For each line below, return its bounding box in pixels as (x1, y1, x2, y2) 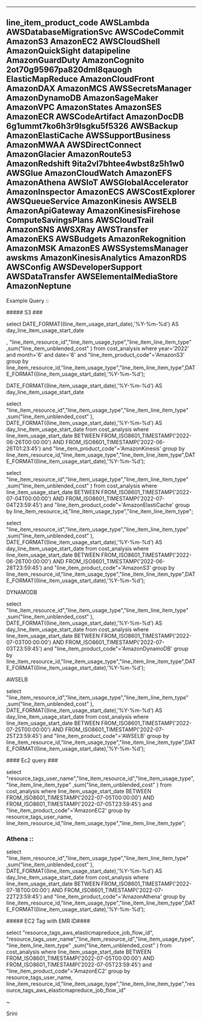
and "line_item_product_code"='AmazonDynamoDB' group (43, 645, 189, 652)
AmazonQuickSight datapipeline (6, 46, 130, 56)
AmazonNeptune (6, 281, 72, 291)
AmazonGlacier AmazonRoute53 (6, 149, 132, 159)
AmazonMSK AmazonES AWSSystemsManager (6, 243, 189, 253)
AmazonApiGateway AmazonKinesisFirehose (6, 206, 181, 216)
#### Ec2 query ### (6, 757, 58, 764)
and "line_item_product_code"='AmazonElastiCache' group (43, 501, 191, 509)
